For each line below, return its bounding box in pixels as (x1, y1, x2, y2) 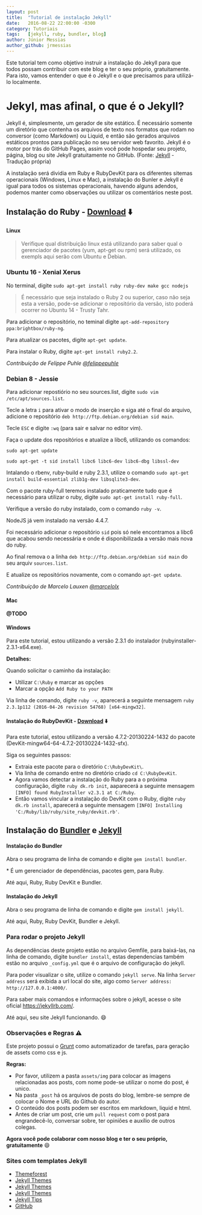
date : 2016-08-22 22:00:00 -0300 (6, 20, 96, 26)
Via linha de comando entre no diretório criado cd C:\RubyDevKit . (14, 769, 177, 776)
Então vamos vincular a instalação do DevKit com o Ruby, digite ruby (14, 795, 186, 802)
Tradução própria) (6, 157, 51, 165)
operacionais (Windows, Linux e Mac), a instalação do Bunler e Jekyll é (6, 176, 184, 183)
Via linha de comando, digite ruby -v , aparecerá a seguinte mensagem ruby (6, 697, 194, 704)
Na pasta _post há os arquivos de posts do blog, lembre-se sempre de (14, 1091, 190, 1099)
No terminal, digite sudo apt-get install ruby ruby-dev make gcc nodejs (6, 282, 189, 289)
